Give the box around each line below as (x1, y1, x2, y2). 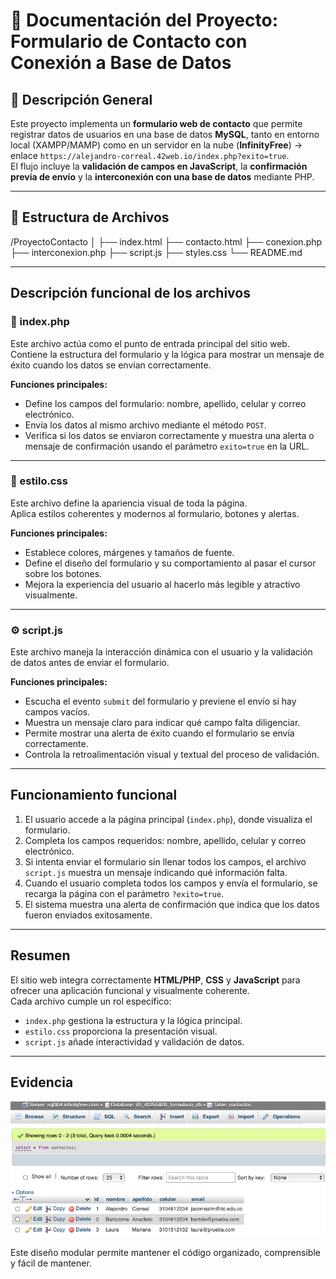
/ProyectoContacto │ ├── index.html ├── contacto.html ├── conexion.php (10, 235, 323, 248)
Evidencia (10, 1074, 74, 1091)
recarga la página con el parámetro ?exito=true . (24, 887, 225, 899)
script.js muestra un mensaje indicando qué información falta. (24, 866, 288, 878)
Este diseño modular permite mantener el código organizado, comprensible (10, 1246, 321, 1258)
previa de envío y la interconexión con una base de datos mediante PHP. (10, 171, 315, 183)
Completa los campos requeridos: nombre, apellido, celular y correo (24, 834, 307, 846)
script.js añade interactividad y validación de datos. (24, 1035, 245, 1048)
